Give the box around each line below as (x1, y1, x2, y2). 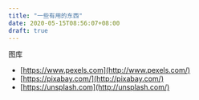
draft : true (8, 26, 48, 34)
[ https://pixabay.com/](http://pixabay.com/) (19, 74, 164, 84)
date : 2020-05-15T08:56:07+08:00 (8, 19, 120, 27)
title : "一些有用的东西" (8, 11, 83, 20)
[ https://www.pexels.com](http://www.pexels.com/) (19, 66, 191, 75)
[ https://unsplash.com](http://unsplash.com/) (19, 82, 170, 92)
